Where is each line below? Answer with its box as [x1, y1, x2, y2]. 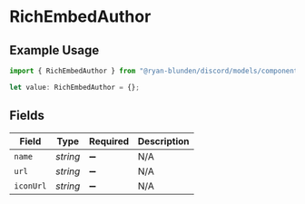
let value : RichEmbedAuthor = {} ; [9, 83, 141, 92]
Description [137, 134, 190, 147]
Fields [9, 108, 45, 123]
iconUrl [14, 180, 47, 191]
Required [89, 134, 130, 147]
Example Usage [9, 43, 100, 58]
